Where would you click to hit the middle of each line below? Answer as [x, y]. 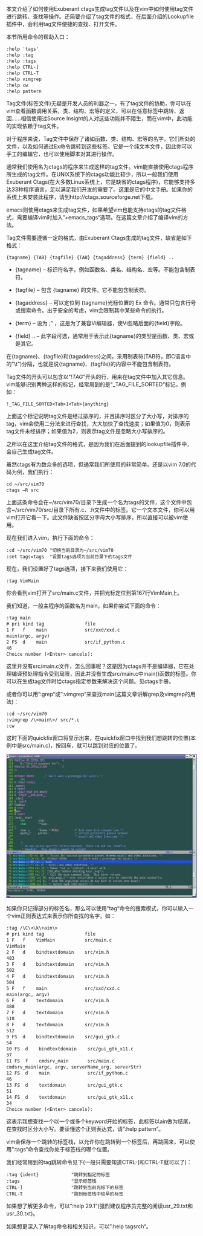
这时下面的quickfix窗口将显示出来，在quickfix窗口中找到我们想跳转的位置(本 [101, 738]
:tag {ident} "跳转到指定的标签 [58, 1175]
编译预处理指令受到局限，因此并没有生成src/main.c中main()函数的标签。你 [104, 674]
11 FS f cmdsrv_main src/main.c [60, 1061]
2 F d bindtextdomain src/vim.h [58, 953]
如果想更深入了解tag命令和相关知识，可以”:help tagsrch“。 [79, 1226]
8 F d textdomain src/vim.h [58, 1025]
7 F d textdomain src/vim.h [58, 1013]
